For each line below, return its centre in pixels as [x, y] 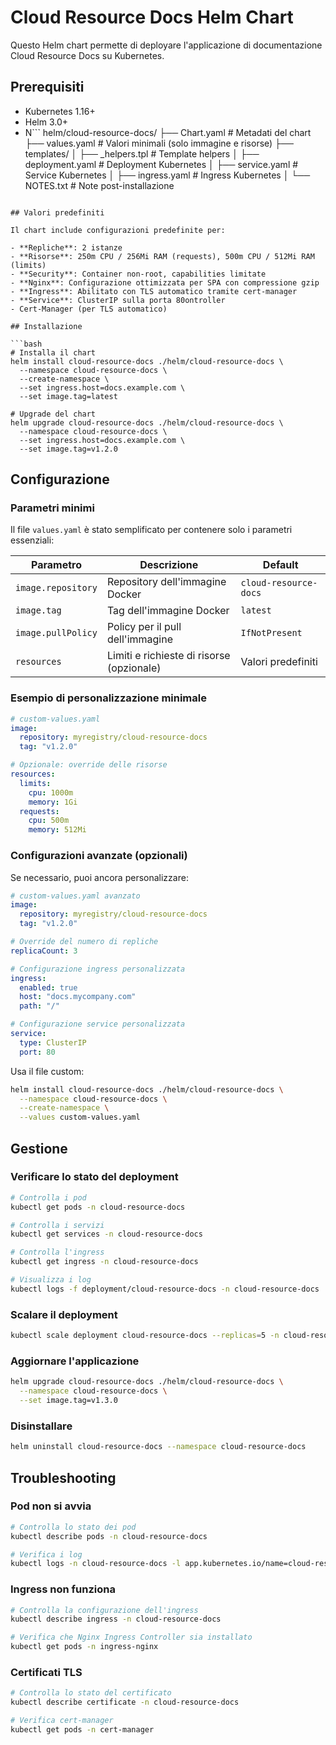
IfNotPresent [271, 633]
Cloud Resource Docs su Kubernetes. [87, 55]
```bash [26, 344]
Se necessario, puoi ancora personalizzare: [99, 877]
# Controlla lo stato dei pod [73, 1527]
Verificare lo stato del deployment [94, 1177]
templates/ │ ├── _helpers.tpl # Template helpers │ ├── [142, 153]
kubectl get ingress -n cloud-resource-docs [104, 1262]
